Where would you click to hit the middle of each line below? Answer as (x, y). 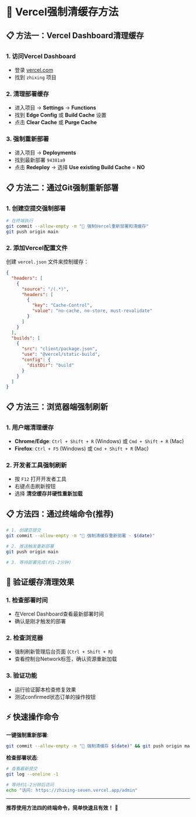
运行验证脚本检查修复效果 (45, 689)
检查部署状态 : (22, 758)
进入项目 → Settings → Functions (55, 108)
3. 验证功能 (22, 675)
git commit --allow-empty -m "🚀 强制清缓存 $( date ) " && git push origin (94, 746)
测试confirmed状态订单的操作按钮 (55, 696)
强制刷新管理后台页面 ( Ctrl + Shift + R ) (64, 652)
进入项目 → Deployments (45, 153)
